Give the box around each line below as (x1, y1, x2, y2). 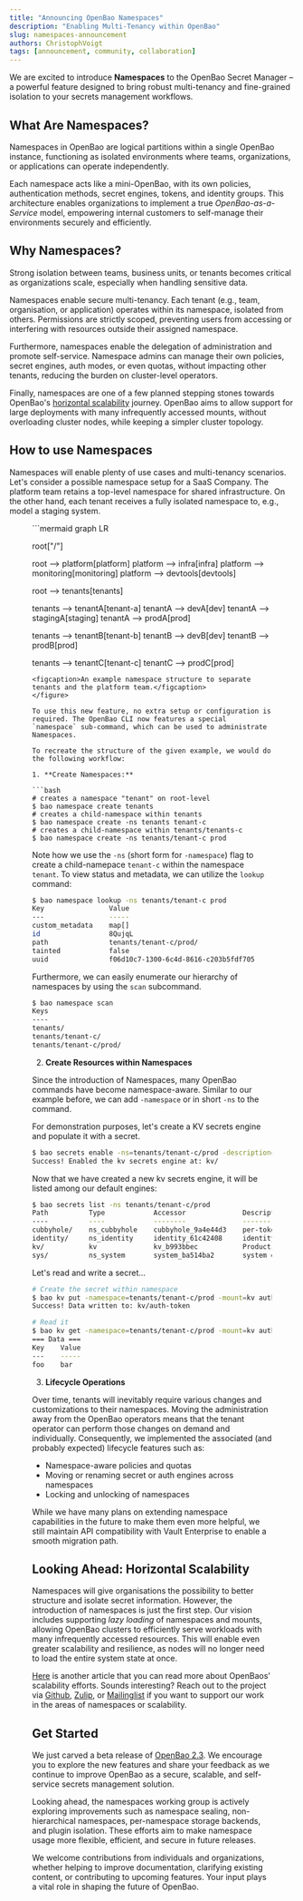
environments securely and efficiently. (9, 217, 152, 228)
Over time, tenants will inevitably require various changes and (32, 1394, 262, 1405)
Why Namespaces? (9, 243, 122, 258)
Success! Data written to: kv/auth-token (32, 1301, 191, 1311)
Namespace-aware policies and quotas (44, 1459, 192, 1470)
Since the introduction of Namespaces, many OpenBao (32, 1074, 237, 1085)
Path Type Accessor (32, 1208, 187, 1218)
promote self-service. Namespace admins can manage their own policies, (9, 350, 285, 361)
